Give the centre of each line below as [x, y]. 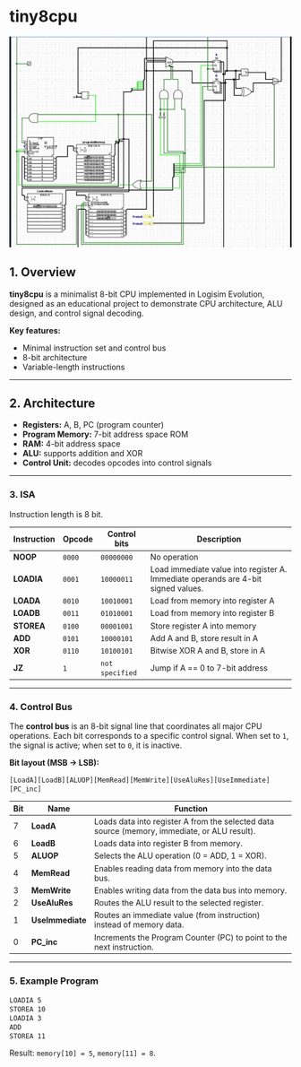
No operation [174, 557]
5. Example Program [54, 981]
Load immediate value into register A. [219, 569]
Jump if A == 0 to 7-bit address [209, 668]
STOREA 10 [28, 1010]
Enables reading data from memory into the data [183, 868]
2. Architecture [52, 404]
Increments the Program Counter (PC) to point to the [190, 937]
